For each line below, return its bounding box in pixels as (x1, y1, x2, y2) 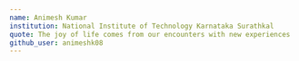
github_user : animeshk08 (9, 38, 104, 48)
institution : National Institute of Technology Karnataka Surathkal (9, 22, 274, 30)
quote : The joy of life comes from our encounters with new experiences (9, 30, 291, 39)
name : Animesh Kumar (9, 13, 88, 22)
